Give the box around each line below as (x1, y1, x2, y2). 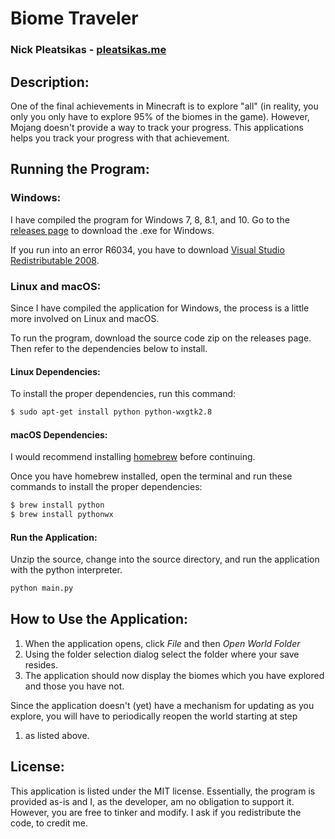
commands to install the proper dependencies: (10, 481, 203, 493)
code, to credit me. (10, 817, 89, 829)
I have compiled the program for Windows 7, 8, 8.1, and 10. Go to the (10, 213, 290, 226)
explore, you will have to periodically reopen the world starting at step (10, 710, 298, 722)
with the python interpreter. (10, 564, 123, 576)
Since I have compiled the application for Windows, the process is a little (10, 302, 310, 314)
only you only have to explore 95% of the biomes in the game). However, (10, 110, 310, 122)
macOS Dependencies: (10, 428, 108, 441)
